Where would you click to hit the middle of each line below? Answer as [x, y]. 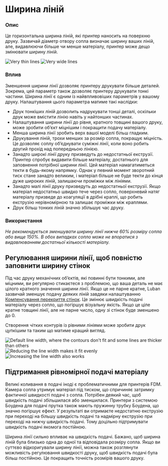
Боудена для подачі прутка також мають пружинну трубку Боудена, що [82, 405]
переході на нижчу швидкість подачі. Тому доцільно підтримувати [76, 421]
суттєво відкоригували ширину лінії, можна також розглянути [72, 447]
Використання [24, 221]
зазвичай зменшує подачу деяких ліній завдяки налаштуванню [73, 294]
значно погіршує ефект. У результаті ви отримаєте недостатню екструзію [84, 411]
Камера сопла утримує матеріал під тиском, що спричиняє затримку [80, 389]
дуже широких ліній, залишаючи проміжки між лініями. [72, 181]
